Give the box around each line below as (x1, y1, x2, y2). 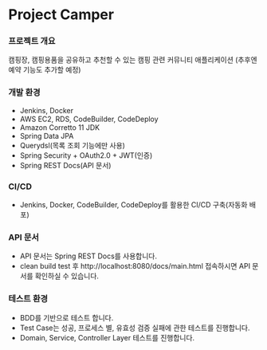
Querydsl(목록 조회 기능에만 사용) (19, 140, 126, 150)
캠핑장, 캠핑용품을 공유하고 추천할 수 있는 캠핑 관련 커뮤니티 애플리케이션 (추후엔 (8, 55, 257, 65)
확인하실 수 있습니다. (34, 271, 100, 281)
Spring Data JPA (19, 131, 74, 140)
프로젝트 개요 (8, 36, 56, 47)
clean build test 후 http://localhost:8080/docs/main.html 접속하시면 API (19, 262, 251, 271)
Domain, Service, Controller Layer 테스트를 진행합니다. (19, 332, 195, 342)
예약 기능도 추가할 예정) (8, 65, 81, 75)
